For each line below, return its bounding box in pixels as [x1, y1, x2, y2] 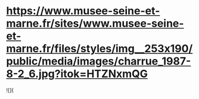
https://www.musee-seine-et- [6, 4, 160, 18]
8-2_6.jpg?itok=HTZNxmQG [6, 67, 148, 81]
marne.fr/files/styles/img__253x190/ [6, 42, 193, 56]
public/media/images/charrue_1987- [6, 55, 191, 68]
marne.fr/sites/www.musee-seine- [6, 17, 184, 30]
